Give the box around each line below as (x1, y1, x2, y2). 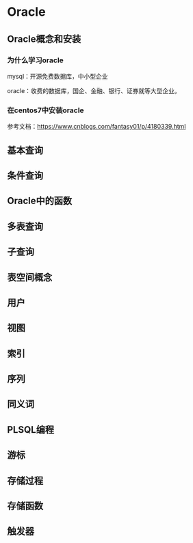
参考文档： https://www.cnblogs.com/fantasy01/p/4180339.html (7, 123, 186, 131)
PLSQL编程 (7, 424, 55, 435)
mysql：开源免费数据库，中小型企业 (7, 72, 108, 80)
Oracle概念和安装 (7, 33, 81, 45)
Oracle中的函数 (7, 195, 73, 207)
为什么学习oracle (7, 55, 64, 65)
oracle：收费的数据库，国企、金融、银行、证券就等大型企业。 (7, 86, 181, 94)
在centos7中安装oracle (7, 105, 84, 115)
